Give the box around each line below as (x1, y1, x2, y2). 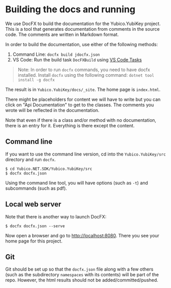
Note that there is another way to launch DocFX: (5, 213, 107, 219)
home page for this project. (5, 238, 63, 244)
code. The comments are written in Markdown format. (5, 31, 119, 37)
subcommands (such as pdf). (5, 185, 67, 191)
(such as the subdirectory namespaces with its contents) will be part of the (5, 272, 159, 278)
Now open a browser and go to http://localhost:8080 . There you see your (5, 232, 160, 238)
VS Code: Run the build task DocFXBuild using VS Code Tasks (12, 56, 142, 62)
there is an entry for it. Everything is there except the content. (5, 122, 135, 128)
